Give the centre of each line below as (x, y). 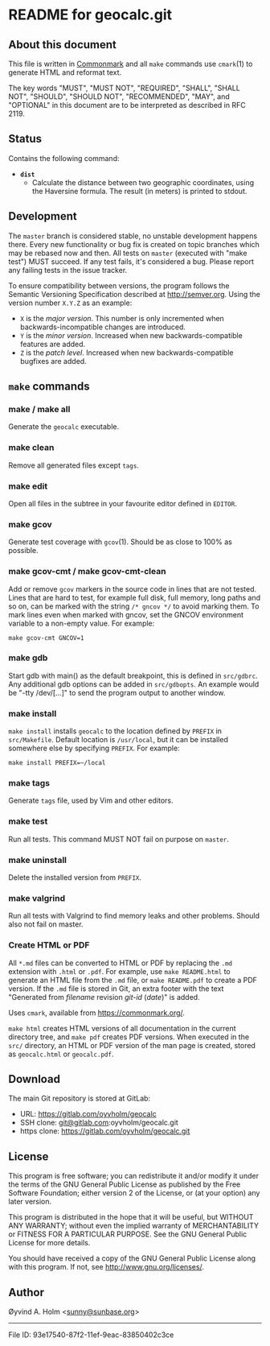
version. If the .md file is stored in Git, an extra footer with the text (116, 989)
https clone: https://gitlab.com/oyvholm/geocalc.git (105, 1131)
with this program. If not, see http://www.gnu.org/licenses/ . (106, 1267)
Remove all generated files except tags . (74, 465)
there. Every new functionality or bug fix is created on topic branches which (134, 244)
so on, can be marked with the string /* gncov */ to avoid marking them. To (134, 606)
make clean (31, 448)
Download (34, 1079)
